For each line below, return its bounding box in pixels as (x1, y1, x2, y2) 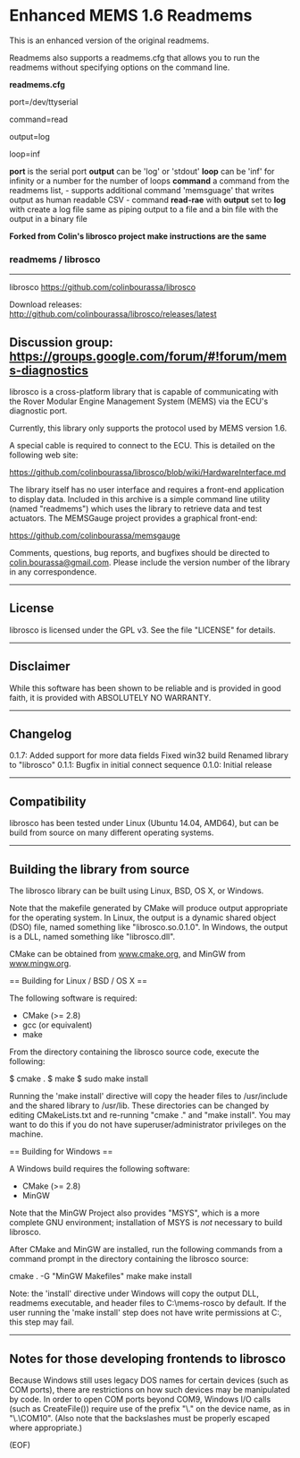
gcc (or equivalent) (21, 1019, 93, 1030)
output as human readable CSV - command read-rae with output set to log (9, 194, 287, 205)
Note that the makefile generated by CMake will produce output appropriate (9, 903, 288, 914)
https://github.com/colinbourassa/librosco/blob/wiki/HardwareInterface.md (9, 467, 287, 478)
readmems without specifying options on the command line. (9, 62, 230, 72)
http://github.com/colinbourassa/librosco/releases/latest (9, 309, 217, 320)
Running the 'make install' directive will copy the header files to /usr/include (9, 1091, 288, 1102)
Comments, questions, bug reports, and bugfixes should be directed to (9, 548, 271, 558)
